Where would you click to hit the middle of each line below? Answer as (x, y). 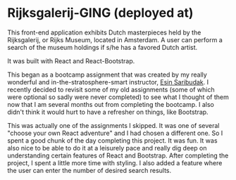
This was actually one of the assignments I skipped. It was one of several (113, 125)
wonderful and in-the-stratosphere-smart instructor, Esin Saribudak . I (108, 82)
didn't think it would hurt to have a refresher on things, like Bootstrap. (108, 112)
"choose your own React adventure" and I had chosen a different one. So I (115, 133)
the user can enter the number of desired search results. (89, 170)
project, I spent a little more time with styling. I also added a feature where (115, 162)
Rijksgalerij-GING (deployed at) (100, 13)
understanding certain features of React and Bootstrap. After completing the (118, 155)
